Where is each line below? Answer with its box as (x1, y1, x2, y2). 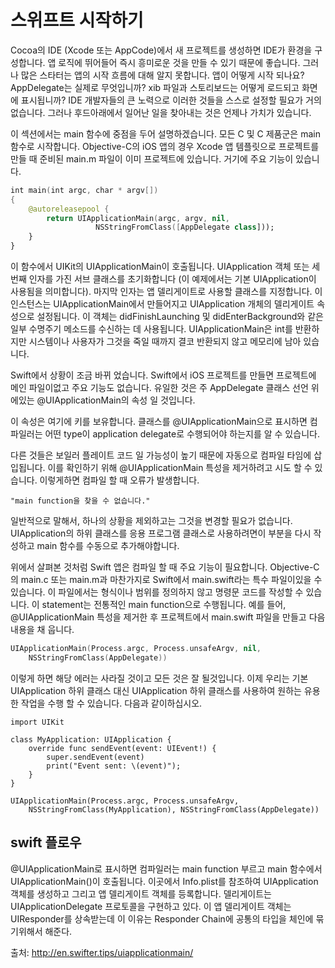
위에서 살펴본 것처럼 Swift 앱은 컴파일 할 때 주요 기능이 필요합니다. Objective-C (10, 561, 320, 573)
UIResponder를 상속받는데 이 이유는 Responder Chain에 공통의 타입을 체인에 (10, 912, 314, 925)
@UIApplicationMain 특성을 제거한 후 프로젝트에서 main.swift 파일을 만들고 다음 (10, 611, 326, 623)
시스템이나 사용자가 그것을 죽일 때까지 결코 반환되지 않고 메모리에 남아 (28, 336, 302, 348)
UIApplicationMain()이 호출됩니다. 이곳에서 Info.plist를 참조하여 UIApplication (10, 875, 319, 887)
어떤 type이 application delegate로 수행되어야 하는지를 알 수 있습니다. (44, 428, 320, 440)
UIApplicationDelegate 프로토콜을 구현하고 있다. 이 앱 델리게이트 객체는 (10, 900, 292, 912)
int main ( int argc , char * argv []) (10, 185, 159, 195)
